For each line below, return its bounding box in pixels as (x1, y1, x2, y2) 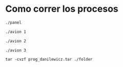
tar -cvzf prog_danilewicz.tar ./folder (5, 57, 93, 62)
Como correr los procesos (5, 3, 119, 15)
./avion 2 (5, 38, 27, 43)
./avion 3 (5, 48, 27, 53)
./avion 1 (5, 29, 27, 34)
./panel (5, 20, 22, 25)
